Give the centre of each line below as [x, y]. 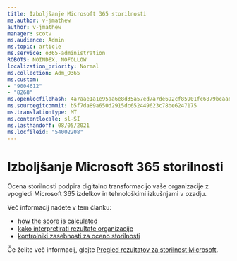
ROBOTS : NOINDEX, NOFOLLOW [47, 60]
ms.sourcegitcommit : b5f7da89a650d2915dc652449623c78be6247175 [102, 106]
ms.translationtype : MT [42, 112]
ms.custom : [23, 79]
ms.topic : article [34, 47]
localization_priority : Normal [53, 66]
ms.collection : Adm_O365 [44, 73]
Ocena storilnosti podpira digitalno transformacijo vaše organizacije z [108, 186]
